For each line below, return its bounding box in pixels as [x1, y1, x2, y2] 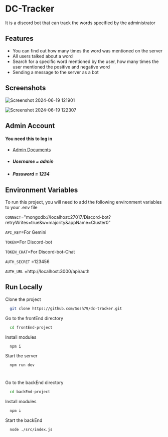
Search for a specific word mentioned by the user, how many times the [12, 58, 159, 65]
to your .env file [5, 204, 38, 210]
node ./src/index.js [10, 427, 53, 432]
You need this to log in [5, 136, 53, 142]
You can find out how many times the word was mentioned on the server [12, 47, 163, 53]
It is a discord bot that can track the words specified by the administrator [5, 20, 155, 26]
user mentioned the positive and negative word [12, 64, 110, 70]
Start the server [5, 353, 38, 359]
